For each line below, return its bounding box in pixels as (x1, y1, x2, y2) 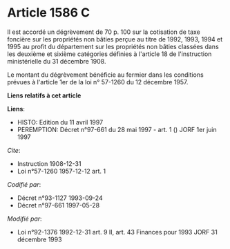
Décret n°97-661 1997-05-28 (17, 201, 100, 209)
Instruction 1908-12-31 (17, 159, 82, 167)
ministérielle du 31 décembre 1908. (7, 57, 106, 65)
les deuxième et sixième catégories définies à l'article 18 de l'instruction (7, 50, 212, 58)
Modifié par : (7, 214, 43, 223)
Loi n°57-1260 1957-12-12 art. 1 (17, 167, 106, 175)
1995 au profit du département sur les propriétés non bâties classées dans (7, 42, 219, 50)
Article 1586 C (7, 5, 90, 21)
